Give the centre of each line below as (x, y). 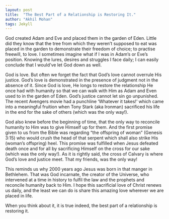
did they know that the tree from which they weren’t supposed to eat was (81, 44)
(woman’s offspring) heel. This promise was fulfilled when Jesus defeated (82, 143)
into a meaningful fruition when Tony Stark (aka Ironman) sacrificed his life (82, 107)
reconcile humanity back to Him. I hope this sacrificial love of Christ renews (83, 185)
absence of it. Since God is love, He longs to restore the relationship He (79, 86)
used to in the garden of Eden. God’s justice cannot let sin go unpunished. (82, 96)
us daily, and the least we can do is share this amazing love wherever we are (84, 191)
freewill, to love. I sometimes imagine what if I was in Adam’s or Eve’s (77, 54)
